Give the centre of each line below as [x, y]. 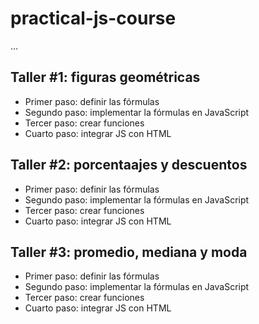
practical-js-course [93, 18]
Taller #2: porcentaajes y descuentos [129, 165]
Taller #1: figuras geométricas [105, 77]
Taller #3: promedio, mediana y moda [129, 252]
